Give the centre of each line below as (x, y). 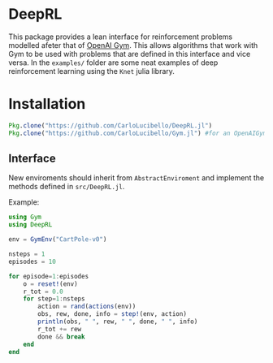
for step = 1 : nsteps (54, 299)
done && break (61, 337)
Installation (47, 104)
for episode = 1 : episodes (49, 276)
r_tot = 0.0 (43, 292)
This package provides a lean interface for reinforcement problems (121, 37)
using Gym (25, 217)
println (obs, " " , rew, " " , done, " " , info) (118, 322)
